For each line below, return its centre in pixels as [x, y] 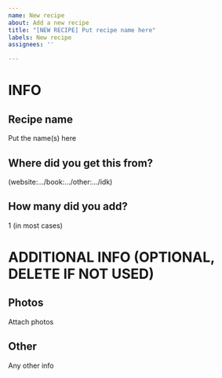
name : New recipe [36, 15]
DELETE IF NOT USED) [81, 274]
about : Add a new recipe [49, 23]
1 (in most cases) [35, 226]
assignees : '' [31, 45]
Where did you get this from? [81, 163]
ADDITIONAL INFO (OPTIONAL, [111, 257]
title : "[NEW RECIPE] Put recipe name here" [82, 30]
